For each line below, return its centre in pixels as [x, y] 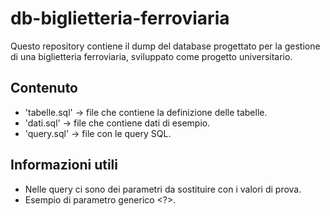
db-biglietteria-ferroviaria [120, 18]
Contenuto [44, 88]
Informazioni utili [64, 165]
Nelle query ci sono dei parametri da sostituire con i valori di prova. [163, 189]
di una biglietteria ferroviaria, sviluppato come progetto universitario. [151, 56]
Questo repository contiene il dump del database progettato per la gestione [165, 46]
